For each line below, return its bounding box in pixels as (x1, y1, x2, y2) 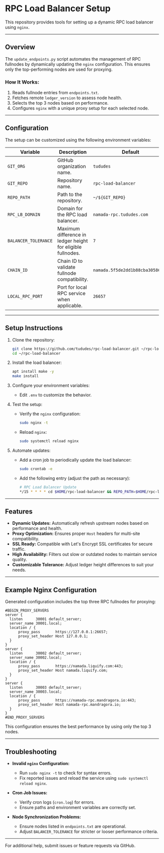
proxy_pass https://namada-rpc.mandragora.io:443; (18, 698, 137, 703)
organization (57, 163, 86, 170)
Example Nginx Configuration (5, 586, 97, 594)
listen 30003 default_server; (9, 685, 82, 690)
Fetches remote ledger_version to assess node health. (12, 95, 123, 101)
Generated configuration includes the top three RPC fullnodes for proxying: (5, 599, 156, 605)
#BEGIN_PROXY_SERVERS (5, 608, 49, 613)
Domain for (57, 205, 83, 212)
